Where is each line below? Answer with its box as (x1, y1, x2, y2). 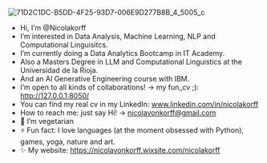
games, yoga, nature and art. (19, 137, 116, 146)
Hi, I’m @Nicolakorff (19, 23, 87, 32)
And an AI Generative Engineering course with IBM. (19, 74, 190, 83)
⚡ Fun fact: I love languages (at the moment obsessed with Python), (19, 125, 245, 135)
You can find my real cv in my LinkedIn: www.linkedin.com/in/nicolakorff (19, 100, 259, 109)
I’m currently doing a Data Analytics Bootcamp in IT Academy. (19, 49, 225, 58)
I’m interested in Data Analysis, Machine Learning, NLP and (19, 32, 216, 41)
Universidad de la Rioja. (19, 66, 99, 75)
